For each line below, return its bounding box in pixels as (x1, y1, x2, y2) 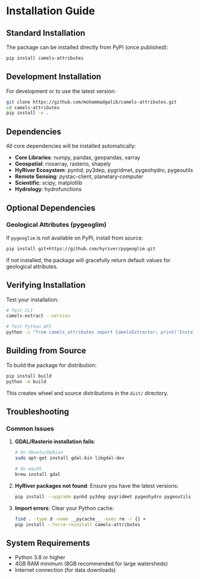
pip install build (6, 373, 52, 379)
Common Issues (6, 424, 55, 432)
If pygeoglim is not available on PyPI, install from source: (6, 234, 143, 241)
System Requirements (6, 538, 90, 548)
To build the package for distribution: (6, 362, 97, 369)
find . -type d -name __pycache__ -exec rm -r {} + (14, 516, 146, 522)
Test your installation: (6, 296, 59, 303)
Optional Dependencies (6, 203, 96, 213)
